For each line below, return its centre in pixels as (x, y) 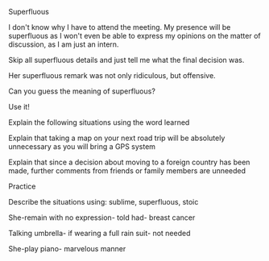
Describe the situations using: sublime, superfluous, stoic (103, 202)
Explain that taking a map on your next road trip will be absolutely (117, 138)
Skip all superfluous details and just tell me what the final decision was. (126, 60)
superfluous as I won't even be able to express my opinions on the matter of (134, 36)
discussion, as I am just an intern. (64, 44)
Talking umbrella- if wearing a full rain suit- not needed (99, 233)
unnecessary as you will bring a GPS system (82, 147)
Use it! (19, 107)
